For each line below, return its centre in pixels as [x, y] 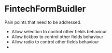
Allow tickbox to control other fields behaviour [57, 37]
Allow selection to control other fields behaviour [59, 31]
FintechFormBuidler [45, 9]
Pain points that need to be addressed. [43, 22]
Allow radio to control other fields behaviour [55, 41]
